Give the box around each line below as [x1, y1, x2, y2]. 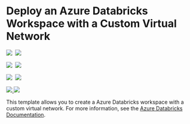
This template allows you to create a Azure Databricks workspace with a [6, 98, 184, 106]
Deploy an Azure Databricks [6, 4, 148, 18]
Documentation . [6, 111, 46, 118]
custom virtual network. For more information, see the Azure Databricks [6, 104, 183, 111]
